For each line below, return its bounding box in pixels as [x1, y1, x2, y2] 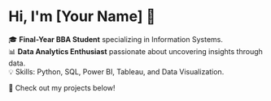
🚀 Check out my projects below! [8, 82, 116, 92]
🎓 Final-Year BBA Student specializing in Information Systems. [8, 34, 224, 44]
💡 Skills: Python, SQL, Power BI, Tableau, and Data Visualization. [8, 66, 225, 76]
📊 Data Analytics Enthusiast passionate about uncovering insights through [8, 46, 263, 56]
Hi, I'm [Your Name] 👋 [8, 7, 156, 26]
